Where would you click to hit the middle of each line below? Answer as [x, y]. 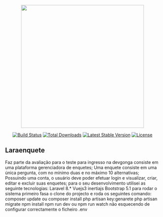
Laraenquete [25, 150]
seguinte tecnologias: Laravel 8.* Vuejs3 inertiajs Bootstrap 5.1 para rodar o [81, 188]
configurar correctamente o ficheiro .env [46, 209]
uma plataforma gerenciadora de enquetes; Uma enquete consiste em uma [81, 167]
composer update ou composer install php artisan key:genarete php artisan [81, 199]
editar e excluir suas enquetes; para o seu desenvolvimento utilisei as [75, 183]
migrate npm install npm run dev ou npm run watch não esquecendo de [77, 204]
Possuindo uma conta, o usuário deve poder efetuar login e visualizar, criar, [81, 178]
